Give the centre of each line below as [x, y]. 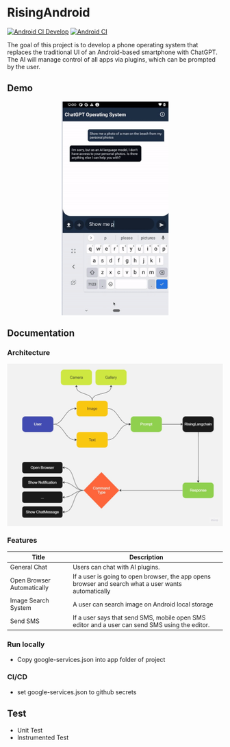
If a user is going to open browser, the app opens [142, 576]
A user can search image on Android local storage [143, 604]
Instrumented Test [43, 737]
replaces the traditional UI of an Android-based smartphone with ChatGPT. [112, 52]
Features [22, 540]
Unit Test [30, 730]
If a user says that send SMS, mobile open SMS [139, 617]
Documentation [41, 333]
